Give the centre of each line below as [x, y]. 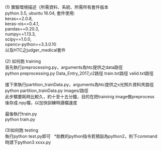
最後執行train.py [21, 114]
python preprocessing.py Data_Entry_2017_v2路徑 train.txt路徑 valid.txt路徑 [79, 73]
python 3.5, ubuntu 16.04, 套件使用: [40, 13]
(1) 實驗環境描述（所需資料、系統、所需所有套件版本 [57, 7]
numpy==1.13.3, [21, 34]
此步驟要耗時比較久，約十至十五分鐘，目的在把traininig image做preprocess [80, 97]
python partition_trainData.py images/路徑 [47, 90]
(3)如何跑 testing [22, 130]
